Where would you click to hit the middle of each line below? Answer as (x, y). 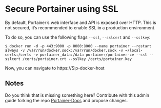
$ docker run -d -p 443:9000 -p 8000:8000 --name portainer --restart (78, 46)
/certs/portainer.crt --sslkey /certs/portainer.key (77, 59)
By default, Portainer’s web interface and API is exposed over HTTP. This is (80, 22)
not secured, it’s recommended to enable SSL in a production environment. (80, 27)
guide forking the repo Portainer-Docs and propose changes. (67, 100)
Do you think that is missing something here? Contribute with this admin (77, 95)
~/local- (134, 50)
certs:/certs (18, 55)
